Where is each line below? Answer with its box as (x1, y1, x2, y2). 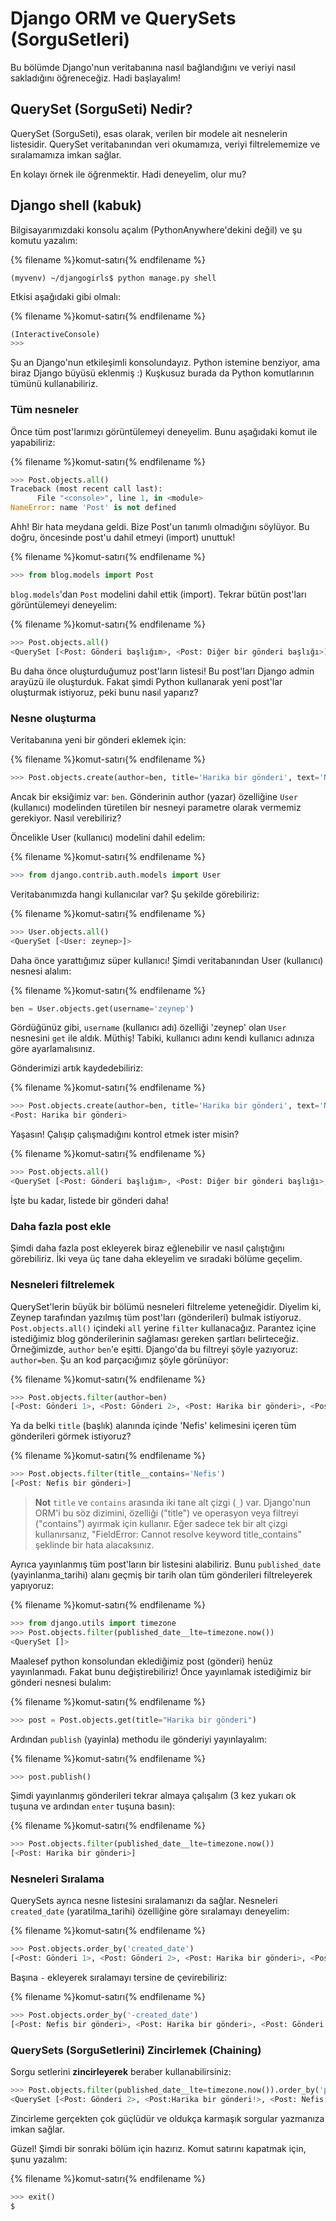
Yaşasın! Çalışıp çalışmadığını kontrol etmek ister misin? (10, 1128, 240, 1141)
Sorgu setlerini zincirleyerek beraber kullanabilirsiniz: (10, 2066, 232, 2078)
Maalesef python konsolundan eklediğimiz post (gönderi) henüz (10, 1655, 273, 1667)
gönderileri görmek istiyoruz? (10, 1430, 132, 1442)
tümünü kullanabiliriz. (10, 378, 98, 390)
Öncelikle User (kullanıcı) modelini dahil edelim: (10, 831, 206, 843)
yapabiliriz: (10, 436, 56, 448)
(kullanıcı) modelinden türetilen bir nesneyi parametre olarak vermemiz (10, 801, 302, 813)
